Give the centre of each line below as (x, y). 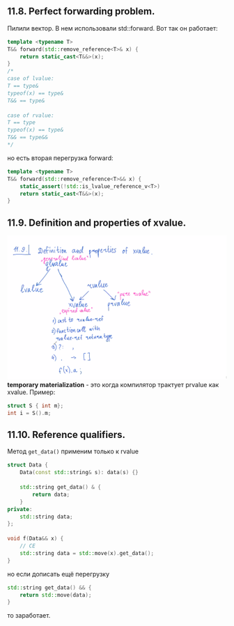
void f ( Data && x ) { (36, 539)
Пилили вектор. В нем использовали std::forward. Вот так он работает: (112, 28)
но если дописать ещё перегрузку (58, 574)
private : (20, 509)
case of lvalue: (31, 79)
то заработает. (29, 616)
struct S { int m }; (36, 406)
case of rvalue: (31, 115)
